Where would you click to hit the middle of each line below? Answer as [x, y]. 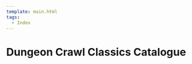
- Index [21, 23]
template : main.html [32, 12]
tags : [13, 17]
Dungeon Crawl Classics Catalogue [96, 52]
